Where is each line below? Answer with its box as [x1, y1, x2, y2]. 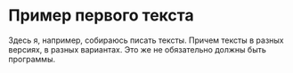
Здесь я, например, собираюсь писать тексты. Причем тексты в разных [8, 35, 284, 45]
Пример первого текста [8, 5, 194, 26]
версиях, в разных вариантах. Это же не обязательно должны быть [8, 44, 266, 54]
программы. [8, 53, 55, 64]
